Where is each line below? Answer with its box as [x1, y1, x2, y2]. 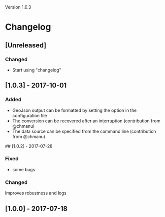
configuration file [12, 112, 47, 118]
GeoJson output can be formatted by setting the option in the [12, 107, 137, 113]
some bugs [12, 166, 35, 172]
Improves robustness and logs [5, 190, 66, 196]
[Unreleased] [5, 41, 47, 49]
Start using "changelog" [12, 67, 62, 73]
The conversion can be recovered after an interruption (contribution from [12, 118, 161, 124]
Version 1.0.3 [5, 4, 31, 10]
